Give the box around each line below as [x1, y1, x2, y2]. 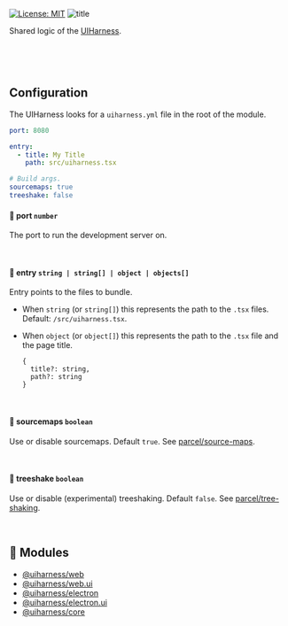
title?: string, [30, 365, 90, 374]
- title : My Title [17, 151, 86, 159]
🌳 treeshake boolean [9, 474, 84, 484]
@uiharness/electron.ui [21, 597, 108, 607]
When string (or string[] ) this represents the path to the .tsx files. [21, 304, 269, 314]
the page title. [21, 340, 74, 351]
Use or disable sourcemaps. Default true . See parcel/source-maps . [9, 436, 255, 446]
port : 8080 [9, 126, 50, 135]
